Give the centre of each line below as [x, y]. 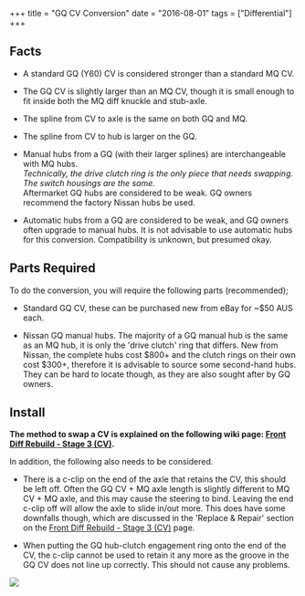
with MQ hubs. [50, 163]
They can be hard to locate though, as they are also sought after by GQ [156, 374]
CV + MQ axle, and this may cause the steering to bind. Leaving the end [158, 499]
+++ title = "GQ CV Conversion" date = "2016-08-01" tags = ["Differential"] [151, 13]
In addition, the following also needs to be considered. [111, 462]
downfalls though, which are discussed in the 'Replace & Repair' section [158, 518]
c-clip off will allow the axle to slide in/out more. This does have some [154, 508]
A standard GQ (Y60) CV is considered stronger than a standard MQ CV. [158, 73]
